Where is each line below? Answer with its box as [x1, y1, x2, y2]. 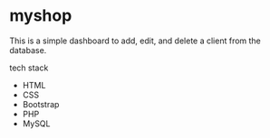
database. [9, 44, 47, 55]
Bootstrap [22, 98, 60, 109]
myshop [9, 5, 72, 26]
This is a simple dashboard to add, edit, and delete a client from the [9, 35, 261, 46]
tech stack [9, 62, 49, 73]
